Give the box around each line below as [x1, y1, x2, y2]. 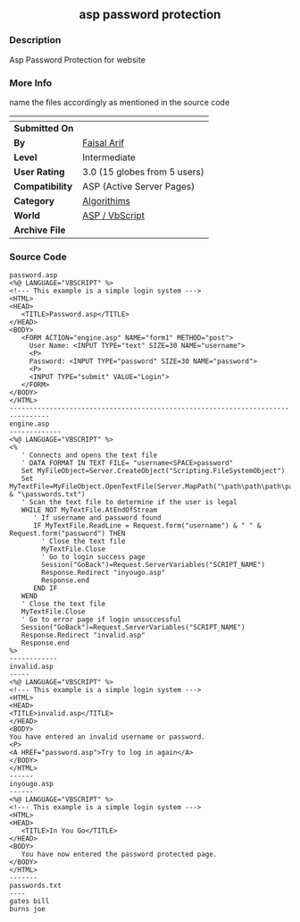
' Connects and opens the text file [21, 451, 158, 460]
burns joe [9, 905, 46, 914]
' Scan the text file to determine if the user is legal [21, 498, 238, 507]
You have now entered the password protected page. [21, 850, 218, 859]
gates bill [9, 897, 50, 906]
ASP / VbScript [82, 209, 146, 222]
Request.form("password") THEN [9, 529, 126, 538]
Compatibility [13, 180, 73, 192]
